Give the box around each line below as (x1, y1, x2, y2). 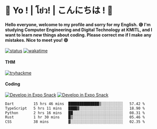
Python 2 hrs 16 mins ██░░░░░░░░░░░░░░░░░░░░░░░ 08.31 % (5, 111, 145, 115)
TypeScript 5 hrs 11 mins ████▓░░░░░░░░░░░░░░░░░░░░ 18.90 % (5, 106, 145, 111)
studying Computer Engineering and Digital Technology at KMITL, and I (5, 27, 153, 33)
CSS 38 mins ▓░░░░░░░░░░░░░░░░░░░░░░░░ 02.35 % (5, 119, 145, 125)
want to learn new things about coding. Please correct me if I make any (5, 32, 152, 37)
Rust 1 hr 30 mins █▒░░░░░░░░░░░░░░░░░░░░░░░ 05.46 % (5, 115, 145, 120)
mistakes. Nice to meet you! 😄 (5, 37, 68, 43)
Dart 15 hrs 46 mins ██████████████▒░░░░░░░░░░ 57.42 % (5, 101, 145, 106)
